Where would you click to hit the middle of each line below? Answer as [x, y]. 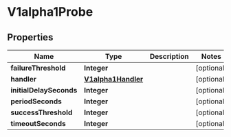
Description [169, 57]
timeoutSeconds [38, 124]
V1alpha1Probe [50, 12]
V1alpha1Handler [113, 79]
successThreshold [42, 112]
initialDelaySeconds [44, 90]
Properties [30, 37]
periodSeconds [36, 101]
